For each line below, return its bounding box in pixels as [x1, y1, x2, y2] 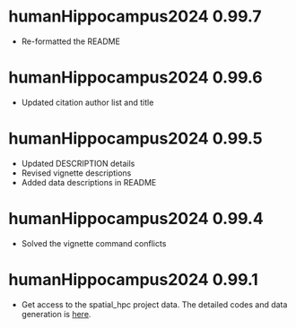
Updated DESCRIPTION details [21, 158, 135, 168]
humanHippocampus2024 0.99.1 [8, 269, 259, 289]
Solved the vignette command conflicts [21, 237, 167, 248]
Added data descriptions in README [21, 177, 157, 187]
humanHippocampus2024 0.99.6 [8, 67, 264, 88]
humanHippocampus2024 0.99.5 [8, 128, 263, 149]
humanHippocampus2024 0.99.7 [8, 6, 262, 27]
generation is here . [21, 308, 91, 319]
